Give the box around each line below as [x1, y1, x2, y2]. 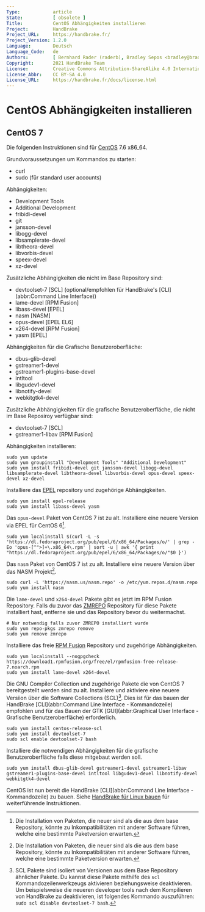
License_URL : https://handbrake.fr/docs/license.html [6, 77, 157, 83]
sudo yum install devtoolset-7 [6, 731, 86, 737]
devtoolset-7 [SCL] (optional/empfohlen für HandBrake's [15, 286, 158, 294]
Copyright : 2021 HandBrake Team [6, 60, 105, 66]
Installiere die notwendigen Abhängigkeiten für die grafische [6, 747, 159, 755]
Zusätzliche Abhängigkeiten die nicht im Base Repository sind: [6, 274, 163, 281]
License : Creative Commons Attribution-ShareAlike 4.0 [6, 65, 171, 72]
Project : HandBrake [6, 26, 78, 32]
